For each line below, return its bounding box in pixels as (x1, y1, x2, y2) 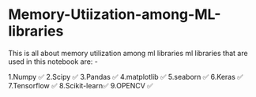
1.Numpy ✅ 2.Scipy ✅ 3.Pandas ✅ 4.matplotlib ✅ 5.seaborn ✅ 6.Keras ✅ (8, 72, 243, 81)
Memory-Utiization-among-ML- (8, 6, 221, 24)
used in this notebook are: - (8, 57, 99, 66)
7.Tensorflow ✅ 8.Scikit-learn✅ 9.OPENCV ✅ (8, 80, 153, 90)
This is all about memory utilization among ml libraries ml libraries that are (8, 48, 248, 58)
